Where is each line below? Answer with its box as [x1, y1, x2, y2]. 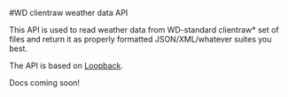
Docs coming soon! [9, 78, 81, 87]
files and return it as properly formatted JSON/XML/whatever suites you [9, 34, 272, 44]
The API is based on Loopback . [9, 61, 124, 71]
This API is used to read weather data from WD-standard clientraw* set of [9, 25, 279, 34]
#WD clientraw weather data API [9, 8, 128, 18]
